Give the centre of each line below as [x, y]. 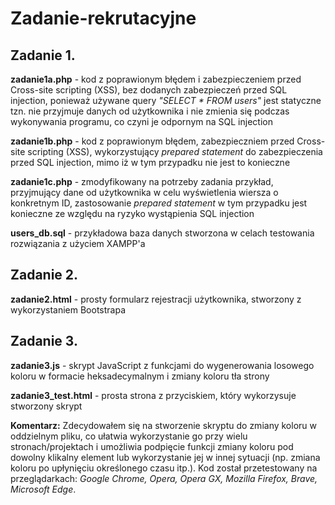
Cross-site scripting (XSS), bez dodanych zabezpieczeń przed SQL [149, 90]
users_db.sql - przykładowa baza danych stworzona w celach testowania [162, 233]
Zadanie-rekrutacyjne [103, 18]
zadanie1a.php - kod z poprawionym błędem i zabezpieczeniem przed [156, 79]
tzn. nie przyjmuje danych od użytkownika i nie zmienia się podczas [150, 111]
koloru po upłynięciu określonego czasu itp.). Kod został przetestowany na [164, 468]
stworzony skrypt [46, 406]
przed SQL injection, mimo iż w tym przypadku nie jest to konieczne [150, 162]
